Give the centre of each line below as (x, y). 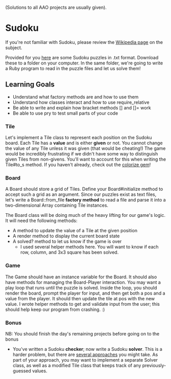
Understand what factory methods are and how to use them (76, 97)
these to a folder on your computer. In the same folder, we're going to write (84, 63)
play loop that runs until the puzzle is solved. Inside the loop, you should (81, 287)
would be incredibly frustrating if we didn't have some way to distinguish (82, 154)
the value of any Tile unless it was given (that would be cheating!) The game (86, 148)
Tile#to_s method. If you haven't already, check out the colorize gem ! (78, 165)
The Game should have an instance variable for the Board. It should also (81, 277)
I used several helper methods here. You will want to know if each (90, 247)
